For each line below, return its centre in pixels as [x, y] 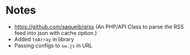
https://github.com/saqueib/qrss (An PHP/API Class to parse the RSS [99, 27]
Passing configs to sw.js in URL [53, 46]
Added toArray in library [44, 39]
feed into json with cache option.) [55, 33]
